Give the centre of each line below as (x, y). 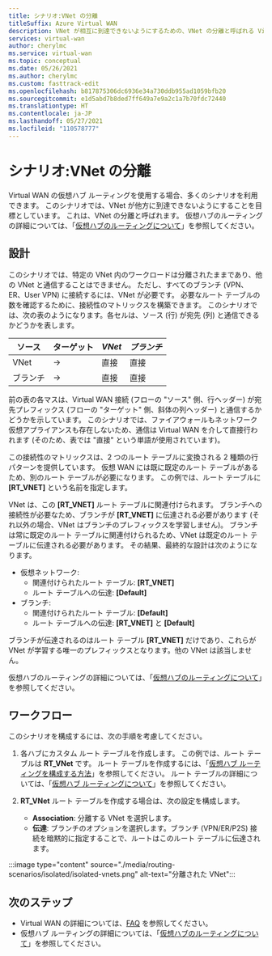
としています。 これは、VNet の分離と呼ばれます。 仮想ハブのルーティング (139, 215)
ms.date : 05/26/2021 (43, 69)
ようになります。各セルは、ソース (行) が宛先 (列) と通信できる (155, 315)
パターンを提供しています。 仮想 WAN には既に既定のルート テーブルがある (134, 467)
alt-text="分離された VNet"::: (188, 874)
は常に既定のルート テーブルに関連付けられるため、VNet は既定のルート (128, 535)
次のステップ (40, 902)
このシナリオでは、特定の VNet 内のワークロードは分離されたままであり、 (132, 274)
